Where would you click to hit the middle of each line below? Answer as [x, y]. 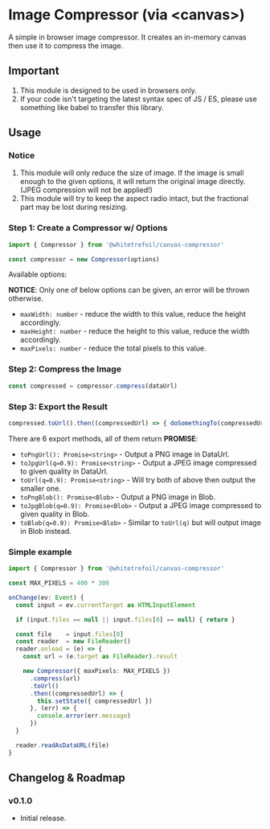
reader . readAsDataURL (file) [63, 745]
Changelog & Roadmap [67, 778]
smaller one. [41, 488]
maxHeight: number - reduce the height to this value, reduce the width [135, 331]
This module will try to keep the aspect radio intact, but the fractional [134, 199]
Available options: [38, 274]
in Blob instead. [46, 531]
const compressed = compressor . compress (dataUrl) [93, 386]
